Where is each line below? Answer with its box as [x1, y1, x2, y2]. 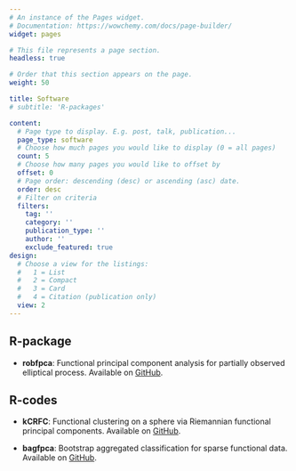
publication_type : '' [25, 226, 105, 236]
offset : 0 [17, 168, 53, 177]
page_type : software [17, 135, 93, 144]
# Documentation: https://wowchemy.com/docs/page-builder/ [9, 21, 233, 30]
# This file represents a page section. [9, 45, 162, 54]
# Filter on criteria [17, 193, 98, 202]
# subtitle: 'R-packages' [9, 102, 105, 111]
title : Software [9, 94, 69, 103]
